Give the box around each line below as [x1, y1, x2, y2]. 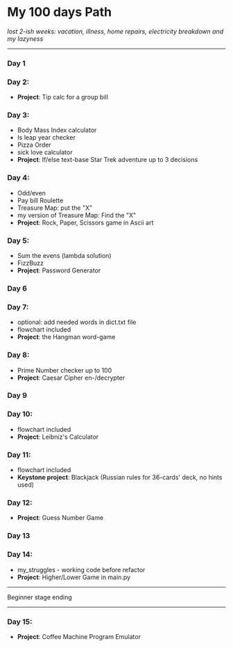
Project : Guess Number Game [17, 514, 104, 522]
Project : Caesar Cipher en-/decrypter [17, 373, 126, 382]
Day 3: [7, 111, 30, 120]
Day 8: [7, 350, 30, 360]
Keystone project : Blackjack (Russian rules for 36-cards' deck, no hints [17, 473, 223, 482]
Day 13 [7, 531, 31, 541]
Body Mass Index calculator [17, 126, 97, 134]
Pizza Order [17, 140, 52, 149]
